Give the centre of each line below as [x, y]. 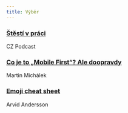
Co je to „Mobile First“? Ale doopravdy [64, 62]
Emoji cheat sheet [33, 91]
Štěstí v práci [26, 33]
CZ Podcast [21, 46]
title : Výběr [23, 12]
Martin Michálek [26, 75]
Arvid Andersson [27, 104]
